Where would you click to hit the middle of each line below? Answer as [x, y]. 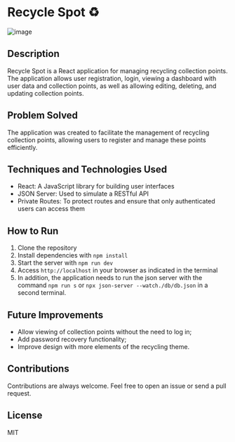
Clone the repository [47, 248]
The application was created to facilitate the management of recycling [108, 132]
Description [33, 54]
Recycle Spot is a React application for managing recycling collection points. [117, 70]
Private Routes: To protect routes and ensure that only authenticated [116, 201]
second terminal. [42, 293]
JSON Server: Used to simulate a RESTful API [83, 194]
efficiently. [22, 147]
